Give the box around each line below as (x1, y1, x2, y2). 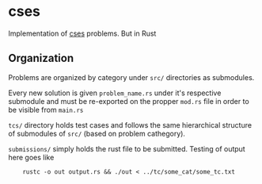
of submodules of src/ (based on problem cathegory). (8, 128, 186, 138)
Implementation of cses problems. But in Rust (8, 29, 157, 38)
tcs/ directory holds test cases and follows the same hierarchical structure (8, 120, 252, 129)
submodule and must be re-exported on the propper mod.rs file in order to (8, 96, 249, 105)
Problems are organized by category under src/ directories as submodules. (8, 72, 255, 82)
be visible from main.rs (8, 105, 84, 114)
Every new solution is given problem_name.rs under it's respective (8, 88, 222, 98)
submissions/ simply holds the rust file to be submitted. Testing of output (8, 144, 245, 153)
